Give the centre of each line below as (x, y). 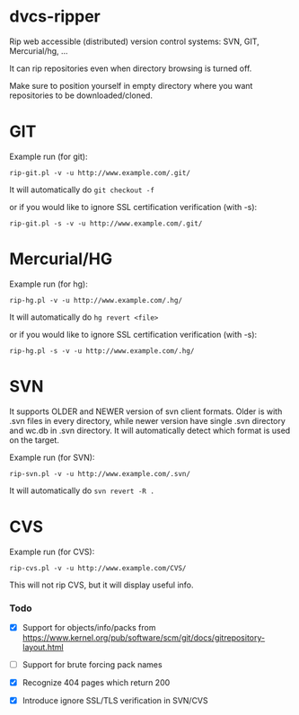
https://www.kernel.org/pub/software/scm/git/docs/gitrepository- (144, 638)
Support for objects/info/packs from (89, 627)
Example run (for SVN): (52, 457)
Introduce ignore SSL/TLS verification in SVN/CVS (115, 701)
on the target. (35, 440)
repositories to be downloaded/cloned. (81, 95)
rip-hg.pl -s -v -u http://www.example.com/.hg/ (102, 351)
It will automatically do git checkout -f (82, 190)
